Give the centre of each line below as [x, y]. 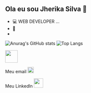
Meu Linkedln [19, 86]
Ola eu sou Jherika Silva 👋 [46, 9]
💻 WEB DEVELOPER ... [36, 21]
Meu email [16, 71]
